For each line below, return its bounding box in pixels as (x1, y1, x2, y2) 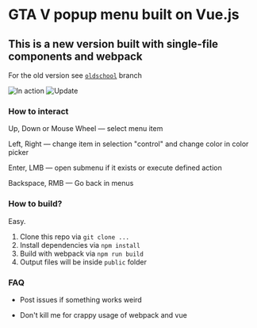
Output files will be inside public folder (19, 257, 147, 267)
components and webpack (8, 49, 143, 63)
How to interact (8, 106, 69, 117)
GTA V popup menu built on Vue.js (8, 6, 240, 24)
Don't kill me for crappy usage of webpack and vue (19, 310, 188, 319)
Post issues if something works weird (19, 295, 143, 304)
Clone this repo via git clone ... (19, 232, 129, 241)
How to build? (8, 199, 63, 210)
